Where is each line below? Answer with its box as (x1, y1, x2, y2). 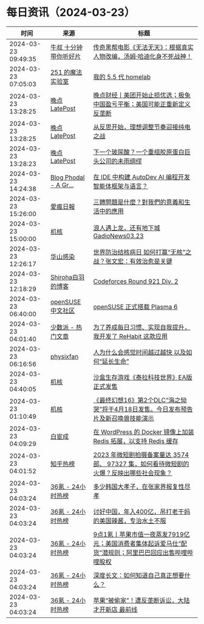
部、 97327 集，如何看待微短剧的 (93, 460, 189, 468)
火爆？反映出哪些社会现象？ (93, 469, 173, 477)
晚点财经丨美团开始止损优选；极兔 (93, 90, 191, 99)
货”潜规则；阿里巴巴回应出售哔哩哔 (93, 548, 194, 557)
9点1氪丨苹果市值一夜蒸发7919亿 (93, 530, 190, 538)
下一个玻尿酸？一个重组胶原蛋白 (93, 148, 185, 156)
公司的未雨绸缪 (99, 157, 143, 165)
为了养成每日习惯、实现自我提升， (93, 323, 191, 331)
